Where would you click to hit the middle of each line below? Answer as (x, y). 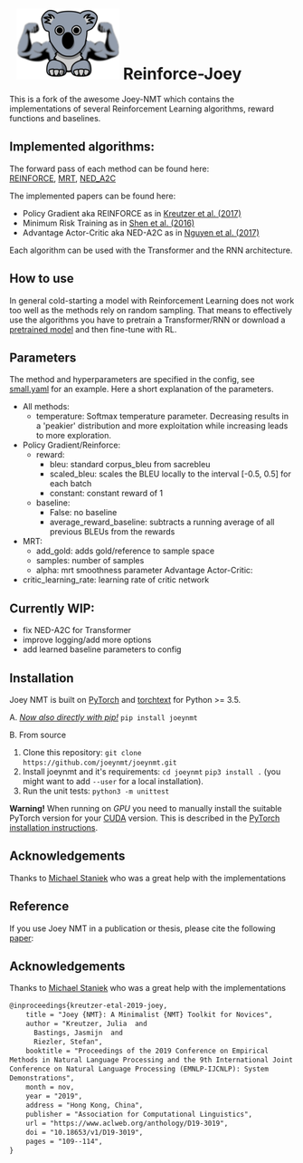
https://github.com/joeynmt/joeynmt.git (99, 763)
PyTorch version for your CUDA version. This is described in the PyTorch (145, 818)
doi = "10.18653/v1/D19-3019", (85, 1133)
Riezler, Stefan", (68, 1042)
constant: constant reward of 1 (106, 494)
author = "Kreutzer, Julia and (86, 1024)
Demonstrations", (42, 1078)
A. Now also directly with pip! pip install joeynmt (104, 717)
